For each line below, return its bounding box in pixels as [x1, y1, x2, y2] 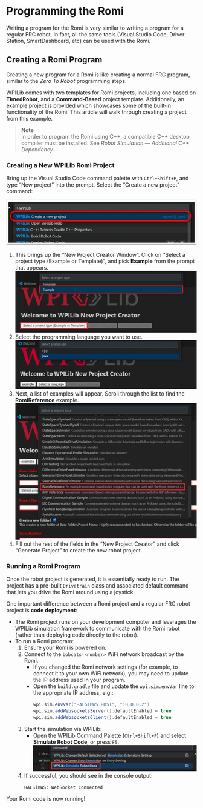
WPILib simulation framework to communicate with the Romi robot [14, 625, 180, 632]
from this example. [6, 114, 53, 122]
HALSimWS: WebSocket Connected [24, 784, 103, 791]
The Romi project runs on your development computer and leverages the [14, 618, 196, 626]
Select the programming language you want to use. [14, 333, 143, 340]
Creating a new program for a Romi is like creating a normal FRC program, [6, 71, 190, 78]
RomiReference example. [14, 396, 79, 403]
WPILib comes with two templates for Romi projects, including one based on [6, 89, 196, 96]
